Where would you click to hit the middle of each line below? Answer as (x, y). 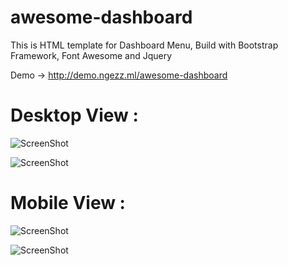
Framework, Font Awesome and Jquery (91, 55)
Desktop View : (74, 115)
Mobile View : (68, 203)
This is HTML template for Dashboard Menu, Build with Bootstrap (144, 45)
